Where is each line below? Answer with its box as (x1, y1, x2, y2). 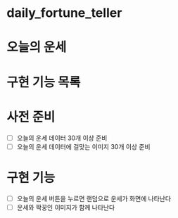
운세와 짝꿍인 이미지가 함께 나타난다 (16, 203, 115, 212)
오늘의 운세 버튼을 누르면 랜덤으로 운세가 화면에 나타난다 (16, 194, 172, 203)
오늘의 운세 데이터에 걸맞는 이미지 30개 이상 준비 (16, 142, 151, 150)
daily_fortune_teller (6, 5, 122, 21)
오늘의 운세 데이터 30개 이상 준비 (16, 134, 108, 142)
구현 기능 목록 (6, 74, 81, 90)
